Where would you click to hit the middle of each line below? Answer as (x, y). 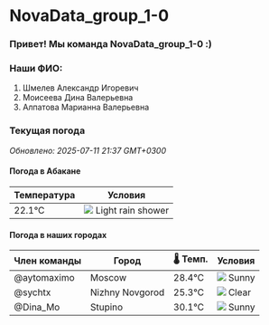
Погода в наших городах (58, 234)
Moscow (108, 278)
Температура (45, 195)
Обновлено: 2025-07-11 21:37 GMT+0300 (88, 150)
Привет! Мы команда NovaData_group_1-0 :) (111, 44)
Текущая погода (47, 130)
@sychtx (32, 292)
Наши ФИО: (36, 69)
